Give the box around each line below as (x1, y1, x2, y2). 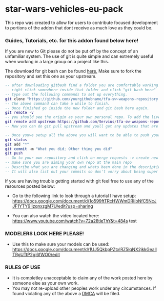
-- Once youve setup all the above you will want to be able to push (5, 132, 150, 138)
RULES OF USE (5, 264, 41, 271)
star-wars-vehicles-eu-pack (5, 3, 123, 15)
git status (5, 137, 27, 142)
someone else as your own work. (12, 280, 79, 286)
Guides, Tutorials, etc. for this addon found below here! (5, 37, 139, 44)
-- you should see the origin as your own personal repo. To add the (5, 115, 150, 120)
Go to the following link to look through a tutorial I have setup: (12, 193, 136, 199)
